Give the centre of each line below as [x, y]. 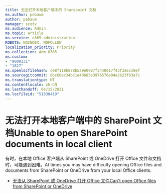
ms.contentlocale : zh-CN [31, 84]
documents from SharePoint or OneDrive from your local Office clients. [78, 170]
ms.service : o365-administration [40, 38]
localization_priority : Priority [40, 47]
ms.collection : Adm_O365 [31, 52]
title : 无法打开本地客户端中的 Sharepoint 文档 [51, 10]
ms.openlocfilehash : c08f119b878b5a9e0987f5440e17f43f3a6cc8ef [73, 71]
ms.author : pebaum [24, 15]
